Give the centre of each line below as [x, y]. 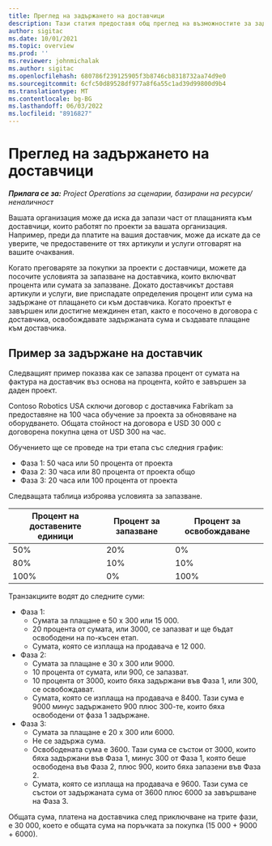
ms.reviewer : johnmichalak [54, 62]
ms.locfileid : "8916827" [50, 114]
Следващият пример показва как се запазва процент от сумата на [124, 372]
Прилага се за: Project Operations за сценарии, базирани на [114, 193]
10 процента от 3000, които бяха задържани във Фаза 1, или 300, [145, 680]
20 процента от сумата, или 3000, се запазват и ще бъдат [132, 629]
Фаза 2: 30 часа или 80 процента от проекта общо [108, 471]
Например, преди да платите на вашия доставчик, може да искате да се [134, 235]
